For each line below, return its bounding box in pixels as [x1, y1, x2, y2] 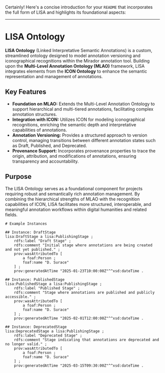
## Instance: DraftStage [5, 230, 56, 235]
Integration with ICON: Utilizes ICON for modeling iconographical [12, 116, 145, 122]
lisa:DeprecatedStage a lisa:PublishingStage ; [5, 329, 105, 334]
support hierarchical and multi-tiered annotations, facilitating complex [12, 106, 154, 112]
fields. [5, 211, 18, 218]
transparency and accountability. [12, 158, 79, 164]
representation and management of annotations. [5, 73, 103, 79]
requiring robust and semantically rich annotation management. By [5, 191, 140, 197]
